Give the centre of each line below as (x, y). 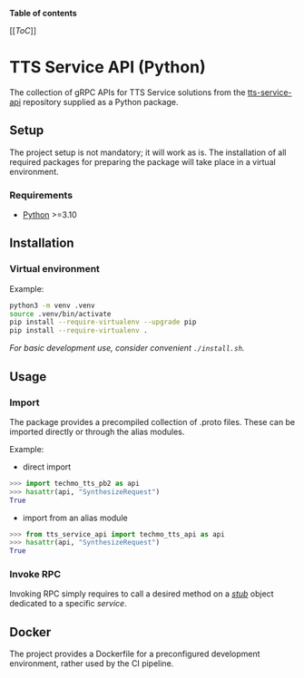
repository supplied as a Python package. (100, 102)
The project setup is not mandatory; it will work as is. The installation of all (148, 152)
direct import (47, 467)
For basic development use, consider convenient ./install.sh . (127, 348)
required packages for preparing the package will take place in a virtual (143, 161)
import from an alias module (75, 518)
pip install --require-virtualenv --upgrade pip (103, 322)
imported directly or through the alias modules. (97, 431)
